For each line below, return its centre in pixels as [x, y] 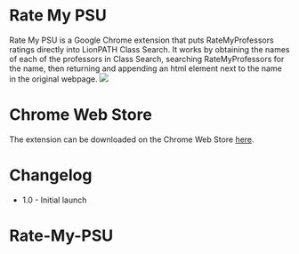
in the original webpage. [53, 79]
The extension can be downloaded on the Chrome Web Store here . [132, 139]
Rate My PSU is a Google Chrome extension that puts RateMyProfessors [141, 40]
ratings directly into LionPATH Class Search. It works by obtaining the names [149, 49]
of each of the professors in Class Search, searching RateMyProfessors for [147, 59]
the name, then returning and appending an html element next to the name [145, 68]
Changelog [51, 175]
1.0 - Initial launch [54, 200]
